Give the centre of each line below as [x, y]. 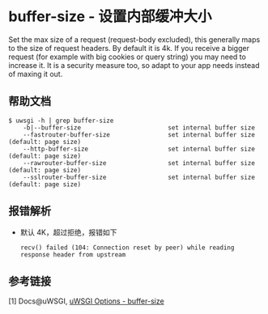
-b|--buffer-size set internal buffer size [139, 127]
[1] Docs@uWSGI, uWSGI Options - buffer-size [86, 301]
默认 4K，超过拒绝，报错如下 [68, 232]
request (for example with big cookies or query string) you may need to [128, 57]
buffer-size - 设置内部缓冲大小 [110, 17]
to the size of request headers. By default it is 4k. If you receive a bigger [129, 48]
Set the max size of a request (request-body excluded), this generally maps [134, 39]
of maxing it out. [36, 74]
